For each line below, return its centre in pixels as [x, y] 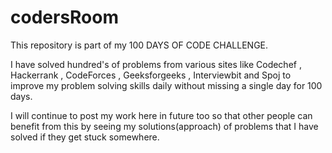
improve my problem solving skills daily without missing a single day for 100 [166, 85]
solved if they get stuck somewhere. [85, 137]
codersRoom [65, 17]
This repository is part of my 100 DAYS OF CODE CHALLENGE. [139, 45]
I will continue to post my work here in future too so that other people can [161, 115]
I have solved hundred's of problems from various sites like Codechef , [156, 64]
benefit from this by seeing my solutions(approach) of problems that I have [164, 126]
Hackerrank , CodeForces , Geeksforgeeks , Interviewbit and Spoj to [151, 75]
